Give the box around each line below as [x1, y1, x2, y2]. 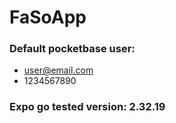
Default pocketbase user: [9, 42, 136, 56]
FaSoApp [9, 6, 87, 29]
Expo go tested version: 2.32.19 [9, 100, 166, 114]
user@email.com [23, 64, 94, 76]
